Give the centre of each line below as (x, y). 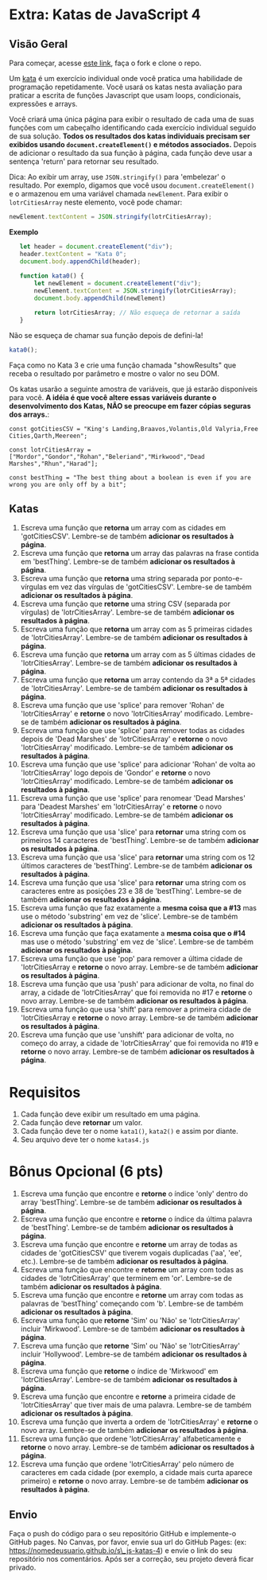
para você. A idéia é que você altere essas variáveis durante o (113, 397)
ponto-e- (228, 579)
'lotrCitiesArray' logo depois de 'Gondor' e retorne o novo (116, 773)
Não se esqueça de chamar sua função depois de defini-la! (106, 335)
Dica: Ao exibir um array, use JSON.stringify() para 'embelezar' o (117, 177)
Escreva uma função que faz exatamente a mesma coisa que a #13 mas (139, 908)
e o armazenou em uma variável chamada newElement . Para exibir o (119, 194)
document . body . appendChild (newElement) (100, 298)
